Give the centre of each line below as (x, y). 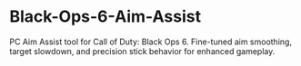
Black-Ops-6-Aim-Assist (105, 17)
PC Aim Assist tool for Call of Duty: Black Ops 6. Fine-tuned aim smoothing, (151, 42)
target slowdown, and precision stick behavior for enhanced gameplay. (142, 51)
